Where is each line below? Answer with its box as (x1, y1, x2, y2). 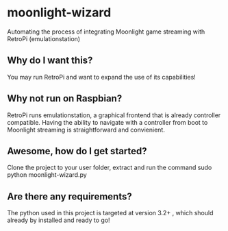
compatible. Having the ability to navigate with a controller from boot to (7, 118, 208, 126)
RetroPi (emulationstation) (7, 34, 81, 42)
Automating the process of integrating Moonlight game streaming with (7, 27, 205, 36)
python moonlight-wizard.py (7, 171, 87, 179)
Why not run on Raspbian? (7, 93, 123, 104)
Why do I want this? (7, 55, 93, 66)
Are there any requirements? (7, 191, 132, 202)
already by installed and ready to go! (7, 216, 111, 224)
